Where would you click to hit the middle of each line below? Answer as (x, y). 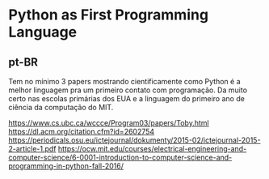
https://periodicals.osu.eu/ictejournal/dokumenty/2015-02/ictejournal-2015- (134, 140)
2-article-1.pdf (32, 149)
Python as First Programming (108, 15)
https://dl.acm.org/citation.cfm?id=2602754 (82, 132)
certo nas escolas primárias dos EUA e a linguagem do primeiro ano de (126, 98)
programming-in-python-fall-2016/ (66, 166)
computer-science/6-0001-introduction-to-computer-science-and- (120, 157)
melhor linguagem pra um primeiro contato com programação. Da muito (128, 90)
